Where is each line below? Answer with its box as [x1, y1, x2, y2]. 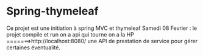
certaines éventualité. [6, 44, 61, 51]
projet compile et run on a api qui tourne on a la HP [6, 30, 134, 38]
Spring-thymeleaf [6, 4, 99, 18]
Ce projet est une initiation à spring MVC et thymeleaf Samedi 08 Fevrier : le [6, 24, 197, 32]
